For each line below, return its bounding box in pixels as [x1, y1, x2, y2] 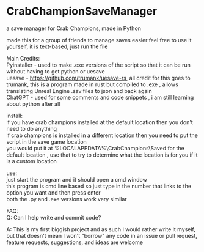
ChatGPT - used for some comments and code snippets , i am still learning [6, 94, 194, 101]
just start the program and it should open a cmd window [6, 176, 148, 183]
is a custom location [6, 157, 57, 165]
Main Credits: [6, 54, 40, 62]
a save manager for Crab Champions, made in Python [6, 24, 142, 32]
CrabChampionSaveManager [6, 4, 158, 18]
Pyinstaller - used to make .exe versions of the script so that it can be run [6, 61, 191, 69]
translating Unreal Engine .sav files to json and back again [6, 87, 152, 94]
